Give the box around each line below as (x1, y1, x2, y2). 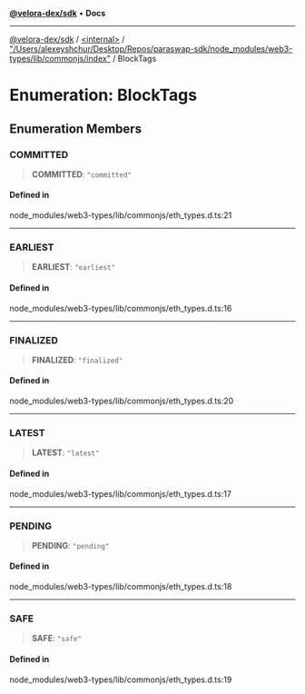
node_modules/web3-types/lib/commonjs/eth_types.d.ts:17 (9, 488, 231, 499)
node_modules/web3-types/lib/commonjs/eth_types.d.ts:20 (9, 395, 234, 407)
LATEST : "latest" (31, 447, 100, 458)
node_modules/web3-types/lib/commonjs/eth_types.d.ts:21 (9, 210, 232, 221)
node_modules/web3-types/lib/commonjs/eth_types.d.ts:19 (9, 674, 232, 685)
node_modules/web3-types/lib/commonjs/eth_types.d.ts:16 (9, 302, 232, 313)
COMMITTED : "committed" (31, 168, 132, 180)
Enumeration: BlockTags (9, 85, 198, 105)
